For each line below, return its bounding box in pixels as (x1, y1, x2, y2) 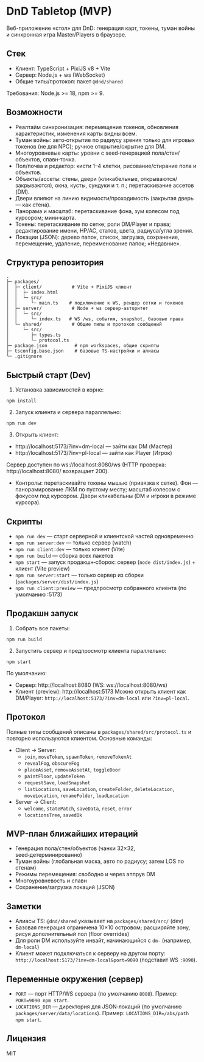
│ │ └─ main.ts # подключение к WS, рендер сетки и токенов (6, 300, 184, 306)
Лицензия (6, 1033, 46, 1044)
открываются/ (140, 175, 178, 182)
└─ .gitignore (6, 353, 43, 360)
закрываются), (15, 181, 54, 189)
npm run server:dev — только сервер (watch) (15, 539, 132, 546)
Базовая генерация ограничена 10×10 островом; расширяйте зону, (15, 924, 191, 931)
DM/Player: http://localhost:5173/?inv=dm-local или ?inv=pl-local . (15, 694, 190, 702)
